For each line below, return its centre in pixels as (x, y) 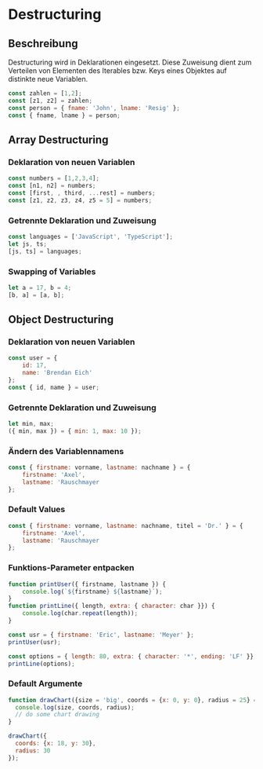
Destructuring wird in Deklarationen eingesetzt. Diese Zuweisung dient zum (130, 62)
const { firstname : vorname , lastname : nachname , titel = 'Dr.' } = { (126, 525)
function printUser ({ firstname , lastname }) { (87, 584)
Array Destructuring (58, 139)
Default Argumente (45, 683)
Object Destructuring (61, 320)
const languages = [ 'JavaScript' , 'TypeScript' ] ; (91, 236)
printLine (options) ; (42, 664)
